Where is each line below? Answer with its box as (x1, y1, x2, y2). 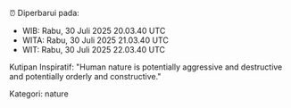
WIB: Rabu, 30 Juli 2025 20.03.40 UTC (21, 26, 166, 36)
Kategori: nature (9, 88, 69, 99)
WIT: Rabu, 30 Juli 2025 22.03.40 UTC (21, 45, 166, 54)
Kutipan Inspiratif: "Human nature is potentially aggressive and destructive (9, 62, 283, 72)
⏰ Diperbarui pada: (9, 8, 80, 18)
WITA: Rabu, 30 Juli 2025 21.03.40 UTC (21, 35, 170, 46)
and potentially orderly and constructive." (9, 71, 162, 81)
